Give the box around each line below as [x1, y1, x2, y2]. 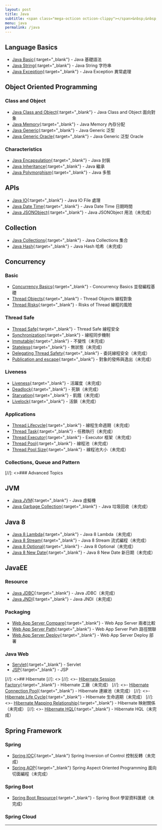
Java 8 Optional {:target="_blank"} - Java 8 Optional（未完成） [12, 544, 136, 549]
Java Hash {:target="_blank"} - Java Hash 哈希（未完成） [12, 243, 125, 249]
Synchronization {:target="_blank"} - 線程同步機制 [12, 332, 110, 338]
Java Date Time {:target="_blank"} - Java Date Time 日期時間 [12, 203, 133, 209]
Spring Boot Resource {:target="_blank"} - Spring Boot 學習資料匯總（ [12, 795, 150, 801]
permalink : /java [5, 25, 40, 30]
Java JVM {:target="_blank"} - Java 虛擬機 [12, 498, 96, 503]
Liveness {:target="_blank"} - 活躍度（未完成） [12, 380, 105, 386]
